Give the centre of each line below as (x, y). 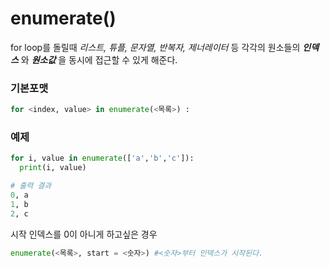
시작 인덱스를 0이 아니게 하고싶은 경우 (84, 234)
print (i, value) (53, 168)
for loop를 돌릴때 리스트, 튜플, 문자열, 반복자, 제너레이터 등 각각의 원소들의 (155, 47)
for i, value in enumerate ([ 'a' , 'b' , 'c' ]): (102, 158)
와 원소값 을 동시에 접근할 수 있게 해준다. (99, 59)
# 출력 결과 (31, 186)
